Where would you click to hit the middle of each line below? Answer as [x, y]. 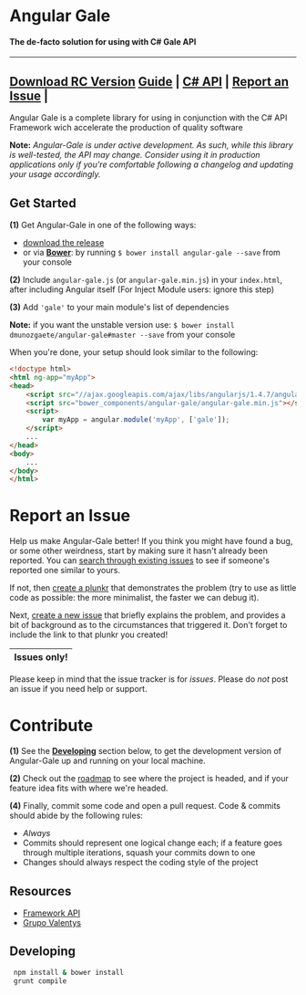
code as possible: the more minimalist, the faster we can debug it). [134, 598]
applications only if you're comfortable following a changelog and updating [152, 164]
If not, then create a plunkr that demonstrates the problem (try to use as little [153, 588]
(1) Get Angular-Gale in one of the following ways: [103, 225]
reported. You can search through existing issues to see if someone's [140, 560]
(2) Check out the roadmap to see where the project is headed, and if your [149, 779]
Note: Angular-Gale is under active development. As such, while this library [151, 145]
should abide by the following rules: [76, 816]
